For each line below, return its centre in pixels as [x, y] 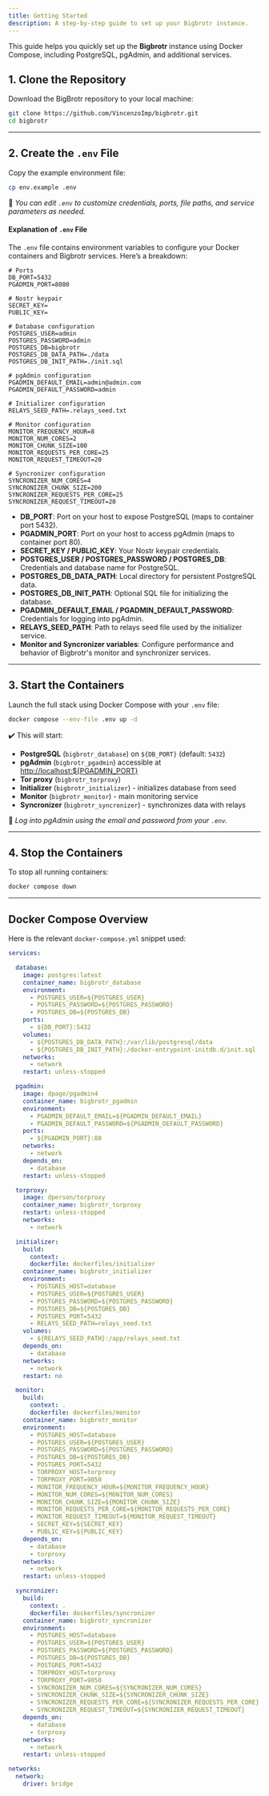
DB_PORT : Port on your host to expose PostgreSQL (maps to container [137, 516]
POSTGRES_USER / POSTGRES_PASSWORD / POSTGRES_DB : [123, 559]
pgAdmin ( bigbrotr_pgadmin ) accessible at [90, 762]
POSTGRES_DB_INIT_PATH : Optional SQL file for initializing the [124, 593]
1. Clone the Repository [67, 80]
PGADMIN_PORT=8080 [39, 284]
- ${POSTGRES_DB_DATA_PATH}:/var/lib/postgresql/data [121, 1042]
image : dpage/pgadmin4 [60, 1094]
